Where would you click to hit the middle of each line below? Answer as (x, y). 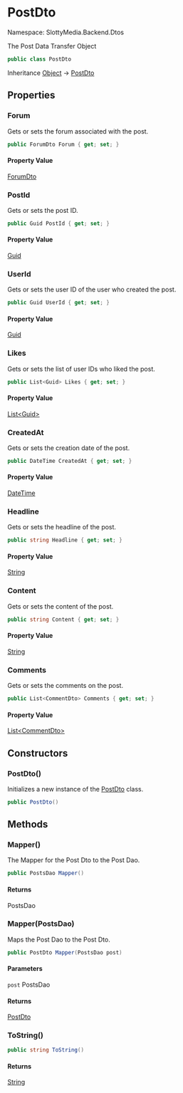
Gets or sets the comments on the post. (65, 686)
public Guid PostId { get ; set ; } (59, 223)
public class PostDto (40, 59)
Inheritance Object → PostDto (51, 73)
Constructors (38, 753)
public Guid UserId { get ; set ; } (59, 303)
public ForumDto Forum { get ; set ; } (63, 144)
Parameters (25, 969)
